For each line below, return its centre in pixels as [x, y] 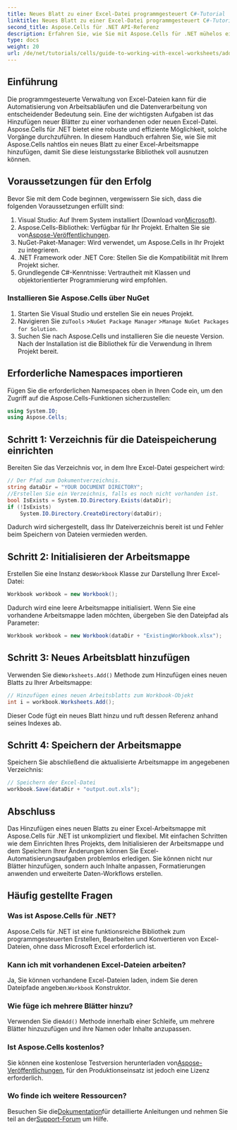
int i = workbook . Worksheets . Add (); [61, 702]
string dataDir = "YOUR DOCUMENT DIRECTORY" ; [75, 488]
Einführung [32, 82]
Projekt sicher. [38, 265]
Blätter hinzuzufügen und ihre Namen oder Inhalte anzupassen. [99, 1029]
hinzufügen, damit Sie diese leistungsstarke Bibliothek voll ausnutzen [108, 151]
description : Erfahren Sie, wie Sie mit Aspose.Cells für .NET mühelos [115, 34]
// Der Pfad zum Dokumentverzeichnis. [64, 481]
